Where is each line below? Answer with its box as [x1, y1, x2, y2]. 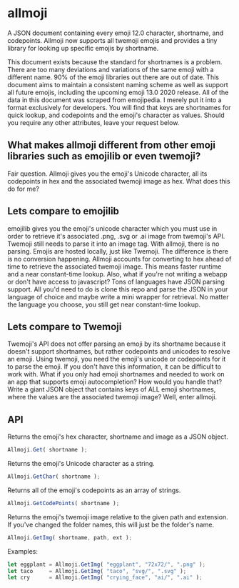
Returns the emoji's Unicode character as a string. [7, 459, 155, 468]
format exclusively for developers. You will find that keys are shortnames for [7, 103, 231, 111]
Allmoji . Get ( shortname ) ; [7, 447, 88, 454]
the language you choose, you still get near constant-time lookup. [7, 300, 201, 309]
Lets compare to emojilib [7, 205, 120, 217]
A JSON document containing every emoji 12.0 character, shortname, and [7, 29, 224, 37]
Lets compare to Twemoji [7, 320, 122, 333]
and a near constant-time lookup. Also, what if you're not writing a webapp [7, 269, 228, 278]
